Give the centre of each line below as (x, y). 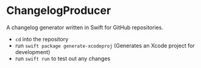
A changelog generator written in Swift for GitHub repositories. (85, 27)
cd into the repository (42, 39)
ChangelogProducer (59, 11)
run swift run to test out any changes (63, 58)
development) (33, 52)
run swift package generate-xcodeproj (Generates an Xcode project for (105, 46)
